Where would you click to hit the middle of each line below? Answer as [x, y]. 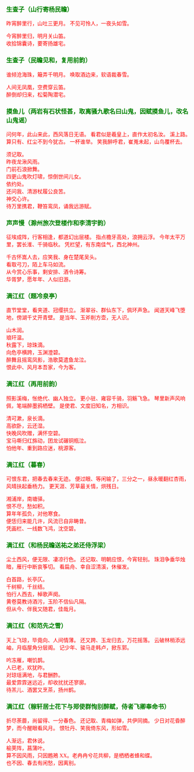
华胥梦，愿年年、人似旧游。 [40, 280]
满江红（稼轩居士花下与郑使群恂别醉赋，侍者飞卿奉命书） [88, 706]
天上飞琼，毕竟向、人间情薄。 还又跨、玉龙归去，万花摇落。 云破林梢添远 [96, 640]
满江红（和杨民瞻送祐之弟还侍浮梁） [58, 545]
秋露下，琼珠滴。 [27, 345]
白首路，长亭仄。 [27, 580]
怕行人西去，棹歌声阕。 [35, 595]
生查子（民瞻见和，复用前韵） [49, 61]
